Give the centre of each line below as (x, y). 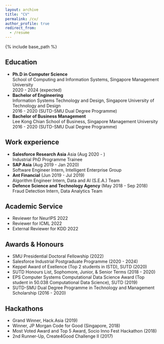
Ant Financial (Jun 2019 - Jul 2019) (48, 175)
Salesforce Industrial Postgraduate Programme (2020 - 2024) (75, 261)
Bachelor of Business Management (49, 116)
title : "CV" (17, 14)
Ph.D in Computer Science (40, 74)
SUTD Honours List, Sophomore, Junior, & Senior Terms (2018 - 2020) (84, 272)
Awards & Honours (35, 244)
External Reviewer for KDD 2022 (45, 229)
